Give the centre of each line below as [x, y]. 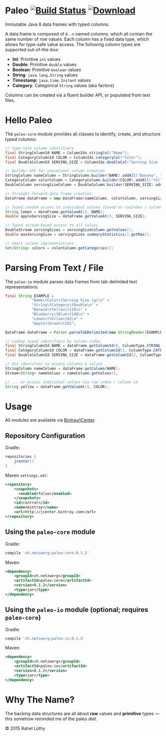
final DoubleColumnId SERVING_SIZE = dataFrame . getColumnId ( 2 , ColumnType [84, 355]
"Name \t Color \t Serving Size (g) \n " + [70, 301]
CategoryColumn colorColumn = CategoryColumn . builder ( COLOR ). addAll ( [78, 180]
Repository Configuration [45, 436]
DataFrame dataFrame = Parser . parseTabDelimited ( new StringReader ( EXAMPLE [84, 332]
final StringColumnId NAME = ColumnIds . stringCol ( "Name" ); [67, 153]
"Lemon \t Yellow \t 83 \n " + [57, 319]
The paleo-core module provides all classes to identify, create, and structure [83, 134]
